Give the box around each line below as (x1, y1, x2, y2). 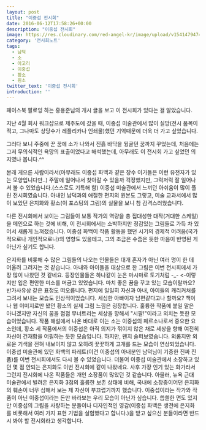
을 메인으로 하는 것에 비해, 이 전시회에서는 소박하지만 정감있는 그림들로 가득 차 (6, 220, 193, 227)
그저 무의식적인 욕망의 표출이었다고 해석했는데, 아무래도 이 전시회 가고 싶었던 (6, 148, 190, 155)
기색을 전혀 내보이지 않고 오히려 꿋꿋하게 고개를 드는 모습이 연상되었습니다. (17, 340, 196, 347)
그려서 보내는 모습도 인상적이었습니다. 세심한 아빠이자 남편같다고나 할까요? (6, 294, 185, 301)
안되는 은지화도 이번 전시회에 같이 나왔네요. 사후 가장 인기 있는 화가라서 (25, 363, 196, 370)
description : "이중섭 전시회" (6, 26, 76, 33)
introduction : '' (6, 89, 51, 95)
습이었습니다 (6, 317, 37, 324)
